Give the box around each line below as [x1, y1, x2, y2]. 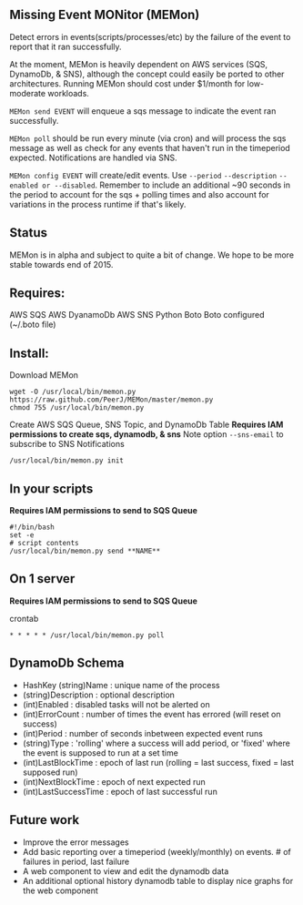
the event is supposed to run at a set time [22, 747, 179, 758]
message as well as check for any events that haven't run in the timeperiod [9, 142, 291, 153]
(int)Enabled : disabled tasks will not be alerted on [22, 698, 211, 709]
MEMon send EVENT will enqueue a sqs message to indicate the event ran [9, 105, 277, 117]
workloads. [47, 87, 89, 98]
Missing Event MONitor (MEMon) [9, 7, 200, 23]
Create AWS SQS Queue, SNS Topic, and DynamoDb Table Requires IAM [9, 419, 284, 431]
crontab [9, 613, 39, 624]
